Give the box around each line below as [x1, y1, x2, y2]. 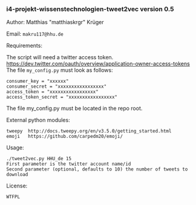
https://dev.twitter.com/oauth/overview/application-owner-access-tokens [6, 60, 191, 68]
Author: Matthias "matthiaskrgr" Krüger [6, 19, 104, 26]
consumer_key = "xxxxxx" [6, 78, 69, 85]
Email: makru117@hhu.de [6, 30, 64, 37]
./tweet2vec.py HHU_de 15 [6, 156, 71, 162]
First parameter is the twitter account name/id [6, 161, 131, 168]
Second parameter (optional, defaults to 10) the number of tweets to [6, 166, 188, 172]
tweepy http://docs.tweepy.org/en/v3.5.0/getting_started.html [6, 128, 172, 134]
